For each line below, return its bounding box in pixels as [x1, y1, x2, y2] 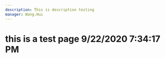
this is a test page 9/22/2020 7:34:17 [5, 33, 161, 45]
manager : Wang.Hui [5, 12, 43, 17]
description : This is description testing [5, 7, 94, 12]
